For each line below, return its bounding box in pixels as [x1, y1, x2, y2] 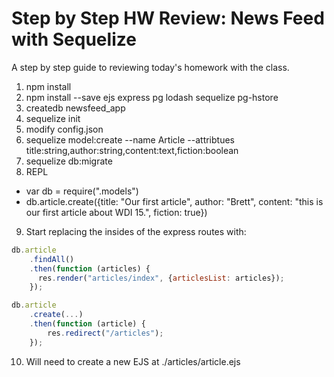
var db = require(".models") [25, 185, 139, 197]
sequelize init [25, 112, 81, 124]
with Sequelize [11, 28, 137, 51]
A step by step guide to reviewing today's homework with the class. [11, 61, 290, 73]
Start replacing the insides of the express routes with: [25, 225, 247, 237]
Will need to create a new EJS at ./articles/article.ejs [25, 355, 241, 367]
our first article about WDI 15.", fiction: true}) [25, 206, 208, 218]
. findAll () [29, 254, 75, 264]
